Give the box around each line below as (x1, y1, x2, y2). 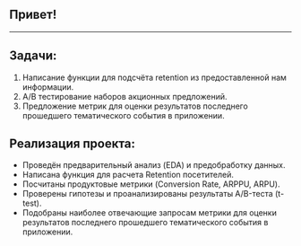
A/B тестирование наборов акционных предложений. (21, 91, 228, 101)
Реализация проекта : (9, 136, 136, 152)
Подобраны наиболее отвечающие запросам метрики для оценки (21, 207, 278, 218)
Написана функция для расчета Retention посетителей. (21, 170, 235, 180)
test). (21, 198, 42, 209)
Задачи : (9, 48, 57, 64)
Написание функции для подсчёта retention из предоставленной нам (21, 72, 287, 83)
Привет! (9, 7, 57, 22)
